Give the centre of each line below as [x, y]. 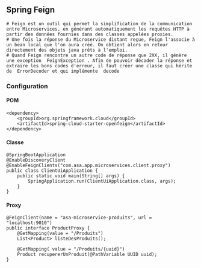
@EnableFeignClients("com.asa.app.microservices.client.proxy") [88, 166]
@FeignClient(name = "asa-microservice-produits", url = [79, 218]
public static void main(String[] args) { [71, 176]
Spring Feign [31, 10]
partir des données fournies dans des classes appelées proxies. [90, 34]
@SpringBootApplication [36, 155]
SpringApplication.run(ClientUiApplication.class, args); [102, 181]
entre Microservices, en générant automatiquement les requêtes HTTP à [98, 29]
